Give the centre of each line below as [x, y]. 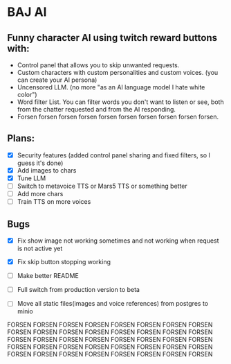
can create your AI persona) [57, 80]
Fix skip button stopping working [64, 262]
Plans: [21, 138]
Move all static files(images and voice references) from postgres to [113, 304]
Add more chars [40, 194]
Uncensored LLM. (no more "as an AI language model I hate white [111, 87]
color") [27, 95]
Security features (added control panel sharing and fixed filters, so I [114, 155]
